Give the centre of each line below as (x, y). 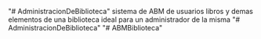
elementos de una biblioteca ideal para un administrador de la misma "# (124, 19)
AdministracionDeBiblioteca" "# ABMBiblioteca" (85, 28)
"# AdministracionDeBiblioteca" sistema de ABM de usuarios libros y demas (130, 11)
